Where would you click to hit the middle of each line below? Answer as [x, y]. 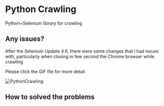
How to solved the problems [50, 97]
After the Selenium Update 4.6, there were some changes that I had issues [82, 51]
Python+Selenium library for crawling [44, 23]
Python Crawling [41, 9]
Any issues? [25, 39]
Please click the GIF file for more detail [45, 71]
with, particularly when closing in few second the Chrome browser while [80, 56]
